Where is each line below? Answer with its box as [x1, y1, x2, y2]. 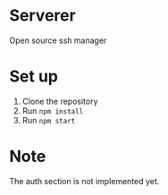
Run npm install [21, 105, 84, 116]
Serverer [9, 5, 76, 26]
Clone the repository [21, 96, 98, 106]
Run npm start [21, 114, 76, 125]
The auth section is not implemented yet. [9, 175, 160, 186]
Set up [9, 66, 58, 87]
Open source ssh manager [9, 35, 107, 46]
